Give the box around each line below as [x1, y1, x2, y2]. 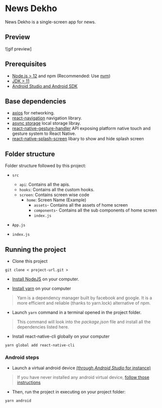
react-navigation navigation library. [12, 115, 82, 121]
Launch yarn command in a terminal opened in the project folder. [12, 310, 142, 315]
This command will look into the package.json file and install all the [16, 319, 151, 325]
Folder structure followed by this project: [5, 163, 86, 169]
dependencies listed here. [16, 324, 69, 330]
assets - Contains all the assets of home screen [33, 202, 128, 208]
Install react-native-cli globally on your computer [12, 333, 110, 339]
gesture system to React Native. [12, 131, 76, 136]
